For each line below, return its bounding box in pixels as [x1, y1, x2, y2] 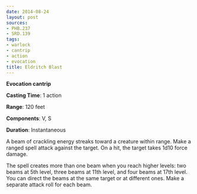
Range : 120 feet [6, 104, 45, 111]
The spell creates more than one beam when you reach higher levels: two [6, 162, 186, 170]
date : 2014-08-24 [6, 8, 49, 15]
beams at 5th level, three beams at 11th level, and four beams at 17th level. [6, 168, 187, 176]
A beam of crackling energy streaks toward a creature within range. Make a [6, 138, 192, 145]
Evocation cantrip [6, 80, 51, 87]
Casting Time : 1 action [6, 92, 62, 99]
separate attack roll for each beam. [6, 181, 92, 188]
